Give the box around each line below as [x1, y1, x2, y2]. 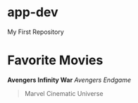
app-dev [7, 4, 58, 20]
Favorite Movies [7, 52, 103, 68]
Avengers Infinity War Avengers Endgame [7, 75, 132, 84]
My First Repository [7, 28, 65, 36]
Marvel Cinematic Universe [24, 89, 103, 97]
